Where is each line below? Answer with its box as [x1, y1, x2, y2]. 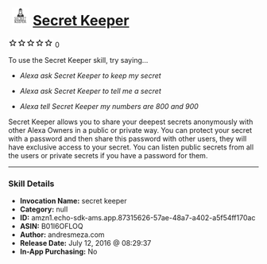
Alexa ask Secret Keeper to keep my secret [19, 71, 161, 80]
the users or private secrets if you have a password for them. [8, 150, 208, 160]
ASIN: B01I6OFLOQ [19, 222, 83, 231]
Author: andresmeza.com [19, 230, 105, 239]
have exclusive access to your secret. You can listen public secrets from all [8, 142, 254, 152]
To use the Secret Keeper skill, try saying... [8, 55, 149, 64]
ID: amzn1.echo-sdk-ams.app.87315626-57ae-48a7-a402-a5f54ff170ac [19, 213, 256, 223]
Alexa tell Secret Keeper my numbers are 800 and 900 [19, 101, 199, 111]
